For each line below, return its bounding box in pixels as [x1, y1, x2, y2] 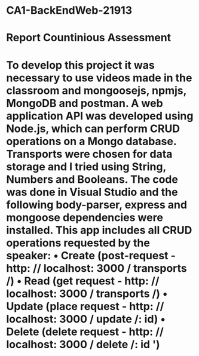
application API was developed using [6, 109, 194, 122]
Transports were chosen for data [6, 147, 173, 161]
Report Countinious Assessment [6, 31, 172, 45]
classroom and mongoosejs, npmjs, [6, 84, 187, 97]
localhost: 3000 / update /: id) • [6, 312, 166, 326]
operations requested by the [6, 236, 151, 250]
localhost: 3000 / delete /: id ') [6, 337, 160, 351]
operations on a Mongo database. [6, 134, 177, 148]
